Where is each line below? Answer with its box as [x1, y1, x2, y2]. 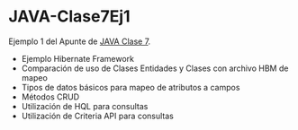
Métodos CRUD [21, 91, 80, 102]
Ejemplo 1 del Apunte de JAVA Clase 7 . [8, 36, 151, 47]
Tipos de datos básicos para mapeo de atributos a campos [21, 82, 240, 92]
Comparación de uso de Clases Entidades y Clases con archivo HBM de [21, 63, 289, 74]
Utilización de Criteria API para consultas [21, 110, 175, 121]
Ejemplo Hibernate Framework [21, 53, 134, 64]
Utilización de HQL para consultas [21, 100, 149, 111]
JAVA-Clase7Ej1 [8, 6, 131, 27]
